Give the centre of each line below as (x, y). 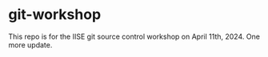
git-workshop (55, 15)
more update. (30, 44)
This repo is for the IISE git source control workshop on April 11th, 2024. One (134, 36)
